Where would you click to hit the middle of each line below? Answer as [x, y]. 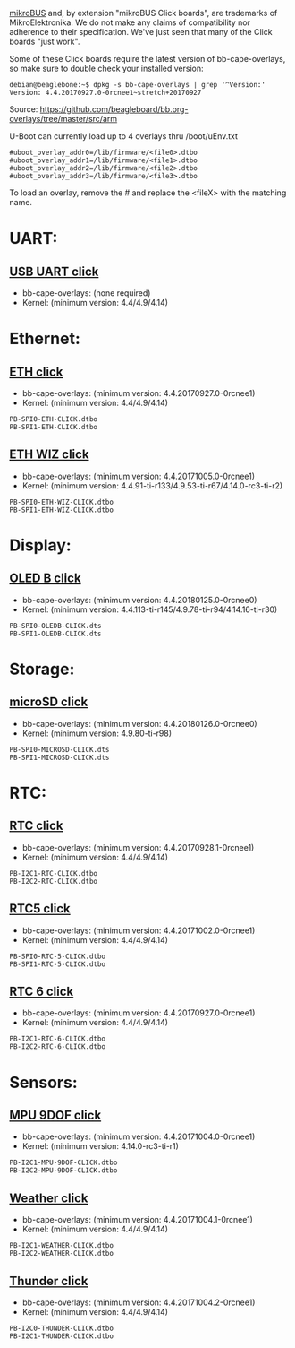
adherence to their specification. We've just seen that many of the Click [141, 32]
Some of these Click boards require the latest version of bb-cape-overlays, [147, 59]
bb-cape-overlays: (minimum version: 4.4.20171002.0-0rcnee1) [139, 930]
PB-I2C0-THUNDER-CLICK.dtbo [62, 1329]
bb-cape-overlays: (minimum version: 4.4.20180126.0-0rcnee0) [139, 723]
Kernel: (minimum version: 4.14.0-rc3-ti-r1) [100, 1146]
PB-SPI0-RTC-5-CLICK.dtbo [57, 956]
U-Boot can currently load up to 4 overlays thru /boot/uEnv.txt [124, 136]
